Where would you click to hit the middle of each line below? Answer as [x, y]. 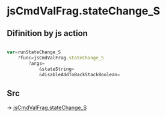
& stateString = [57, 69]
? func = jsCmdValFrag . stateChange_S [61, 58]
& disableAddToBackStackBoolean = [79, 74]
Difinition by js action [47, 33]
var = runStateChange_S [34, 52]
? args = [37, 63]
